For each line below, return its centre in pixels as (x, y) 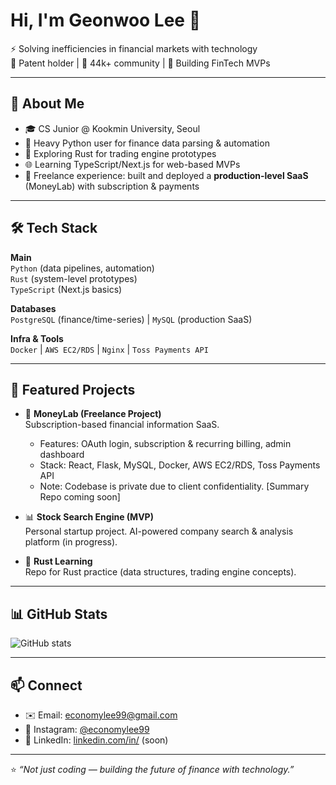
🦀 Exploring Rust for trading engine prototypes (120, 153)
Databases (33, 308)
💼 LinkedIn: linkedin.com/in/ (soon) (96, 740)
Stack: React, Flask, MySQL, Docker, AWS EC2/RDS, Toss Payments (180, 465)
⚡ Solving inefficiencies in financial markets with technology (134, 48)
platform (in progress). (71, 542)
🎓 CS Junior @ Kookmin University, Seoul (112, 128)
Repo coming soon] (80, 497)
